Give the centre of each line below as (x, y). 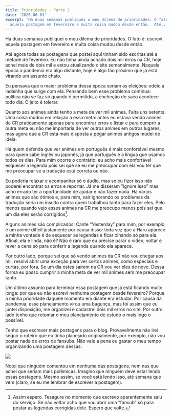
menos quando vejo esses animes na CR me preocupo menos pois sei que (84, 208)
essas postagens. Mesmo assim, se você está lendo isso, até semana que (83, 377)
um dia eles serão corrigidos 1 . (37, 214)
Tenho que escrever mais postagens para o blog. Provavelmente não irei (82, 330)
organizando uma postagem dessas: (44, 346)
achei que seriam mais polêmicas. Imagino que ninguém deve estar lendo (83, 371)
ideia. (11, 139)
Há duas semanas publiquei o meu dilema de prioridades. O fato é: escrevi (84, 39)
